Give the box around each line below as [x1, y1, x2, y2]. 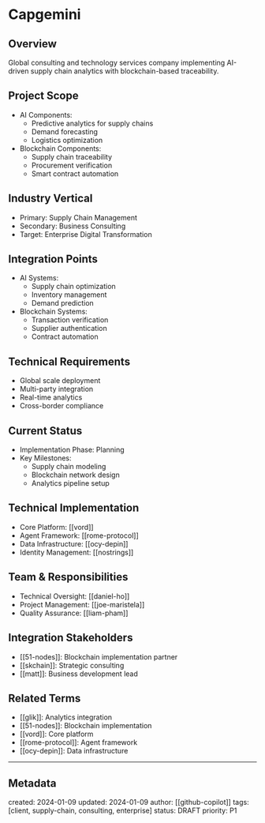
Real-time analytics [19, 393, 83, 402]
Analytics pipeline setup [31, 479, 110, 488]
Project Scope [8, 89, 79, 103]
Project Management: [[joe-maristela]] [19, 599, 145, 609]
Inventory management [31, 290, 107, 299]
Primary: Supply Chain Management [19, 212, 138, 222]
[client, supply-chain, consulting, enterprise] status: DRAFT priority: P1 [8, 806, 237, 815]
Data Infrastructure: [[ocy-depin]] [19, 539, 129, 548]
